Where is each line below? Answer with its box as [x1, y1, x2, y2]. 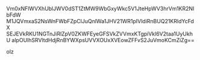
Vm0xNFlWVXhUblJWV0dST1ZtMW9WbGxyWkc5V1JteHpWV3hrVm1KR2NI [6, 5, 195, 12]
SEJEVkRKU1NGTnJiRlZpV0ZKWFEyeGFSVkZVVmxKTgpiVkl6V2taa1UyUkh [6, 30, 193, 37]
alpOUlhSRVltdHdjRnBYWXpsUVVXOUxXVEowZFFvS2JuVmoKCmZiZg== [11, 37, 195, 43]
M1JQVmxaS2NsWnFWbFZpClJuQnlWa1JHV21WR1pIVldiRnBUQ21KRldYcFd [6, 18, 195, 24]
